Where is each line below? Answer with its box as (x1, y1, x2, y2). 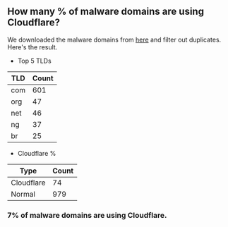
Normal (11, 189, 35, 199)
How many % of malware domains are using (7, 6, 205, 18)
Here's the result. (7, 42, 58, 51)
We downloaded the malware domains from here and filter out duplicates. (7, 35, 222, 44)
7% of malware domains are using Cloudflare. (7, 210, 167, 220)
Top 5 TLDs (17, 56, 52, 65)
